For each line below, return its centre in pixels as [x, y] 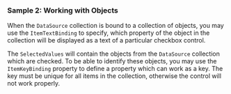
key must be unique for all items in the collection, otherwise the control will [114, 76]
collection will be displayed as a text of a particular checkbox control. [106, 40]
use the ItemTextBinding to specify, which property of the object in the [109, 33]
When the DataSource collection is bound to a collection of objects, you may [115, 26]
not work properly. [34, 84]
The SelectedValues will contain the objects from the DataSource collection [114, 54]
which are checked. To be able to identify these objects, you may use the [112, 61]
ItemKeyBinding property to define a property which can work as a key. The [115, 69]
